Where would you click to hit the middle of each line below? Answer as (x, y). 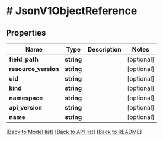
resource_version (34, 69)
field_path (24, 59)
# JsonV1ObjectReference (72, 11)
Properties (26, 33)
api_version (26, 108)
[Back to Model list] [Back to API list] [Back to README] (74, 132)
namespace (26, 98)
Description (105, 49)
